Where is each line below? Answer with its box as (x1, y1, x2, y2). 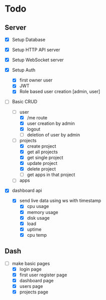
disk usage (27, 215, 50, 221)
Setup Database (12, 36, 46, 42)
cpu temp (27, 232, 47, 238)
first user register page (19, 272, 67, 278)
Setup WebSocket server (12, 57, 64, 63)
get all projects (27, 149, 58, 155)
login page (19, 266, 42, 272)
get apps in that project (27, 172, 75, 178)
